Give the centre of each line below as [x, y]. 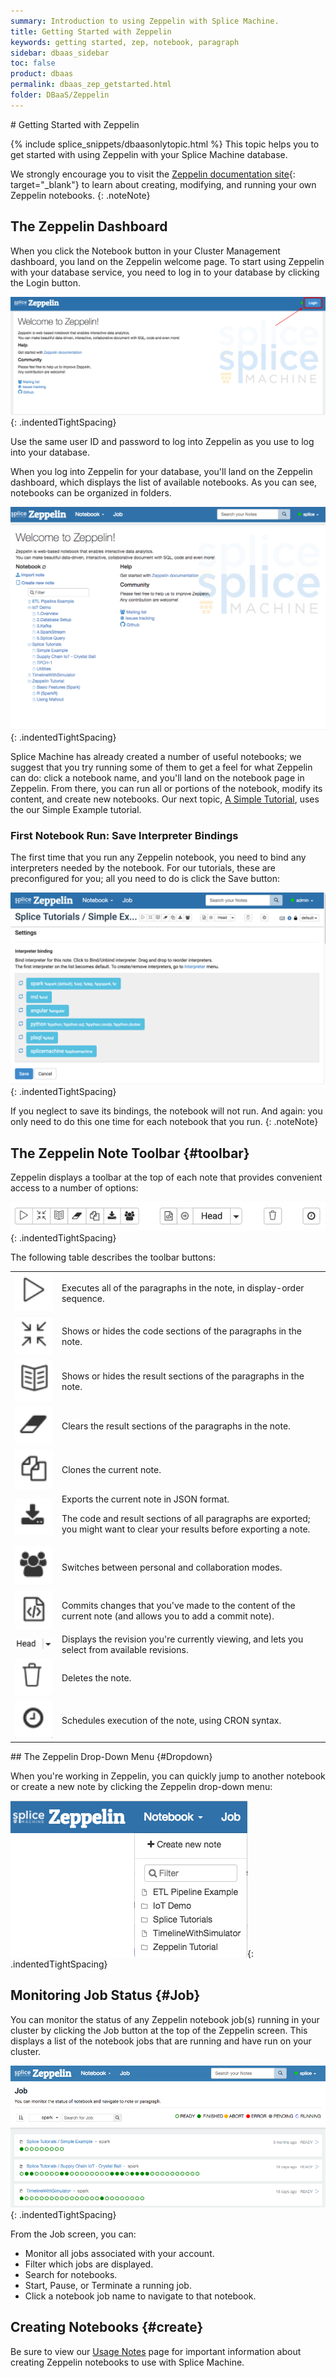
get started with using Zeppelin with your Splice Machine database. [149, 154]
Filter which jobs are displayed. [89, 2264]
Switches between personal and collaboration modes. [172, 1567]
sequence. [83, 1299]
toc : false [33, 63]
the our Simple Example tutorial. [76, 809]
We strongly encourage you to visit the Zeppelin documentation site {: [153, 174]
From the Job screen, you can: [73, 2234]
